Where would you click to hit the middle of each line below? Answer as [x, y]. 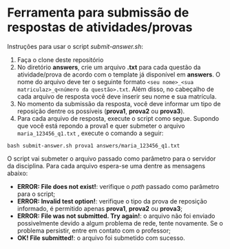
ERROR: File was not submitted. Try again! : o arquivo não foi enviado [116, 216]
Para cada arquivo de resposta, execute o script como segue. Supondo [118, 118]
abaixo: [18, 173]
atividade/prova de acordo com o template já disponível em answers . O [119, 74]
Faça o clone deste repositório [60, 59]
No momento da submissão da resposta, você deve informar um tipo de [119, 103]
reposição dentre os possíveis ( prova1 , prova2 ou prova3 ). [101, 111]
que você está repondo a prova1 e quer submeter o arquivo [101, 126]
